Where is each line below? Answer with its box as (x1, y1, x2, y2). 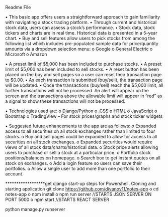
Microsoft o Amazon (5, 51, 47, 57)
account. (5, 171, 24, 177)
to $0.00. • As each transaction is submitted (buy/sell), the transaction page (5, 77, 163, 83)
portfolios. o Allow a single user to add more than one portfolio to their (5, 165, 151, 171)
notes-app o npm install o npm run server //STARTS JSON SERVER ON (5, 191, 152, 197)
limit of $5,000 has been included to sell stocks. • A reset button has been (5, 66, 159, 72)
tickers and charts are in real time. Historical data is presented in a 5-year (5, 30, 157, 36)
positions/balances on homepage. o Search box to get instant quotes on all (5, 155, 161, 161)
